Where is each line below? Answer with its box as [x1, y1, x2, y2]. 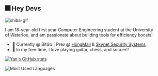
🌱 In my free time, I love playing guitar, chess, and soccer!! [12, 46, 129, 52]
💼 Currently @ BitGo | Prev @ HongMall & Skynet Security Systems [12, 41, 146, 47]
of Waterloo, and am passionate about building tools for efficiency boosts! [5, 32, 153, 38]
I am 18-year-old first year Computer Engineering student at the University [5, 27, 154, 33]
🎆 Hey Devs [5, 4, 41, 13]
